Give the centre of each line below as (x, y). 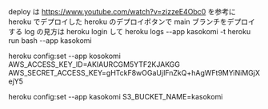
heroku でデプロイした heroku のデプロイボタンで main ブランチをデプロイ (132, 21)
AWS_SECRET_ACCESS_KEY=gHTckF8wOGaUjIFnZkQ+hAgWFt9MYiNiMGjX (134, 73)
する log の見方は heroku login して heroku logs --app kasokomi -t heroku (130, 31)
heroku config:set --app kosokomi (65, 56)
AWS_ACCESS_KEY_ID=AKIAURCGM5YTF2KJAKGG (94, 64)
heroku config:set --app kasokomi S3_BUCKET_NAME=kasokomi (116, 97)
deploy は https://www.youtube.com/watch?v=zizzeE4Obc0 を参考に (122, 12)
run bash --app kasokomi (50, 41)
